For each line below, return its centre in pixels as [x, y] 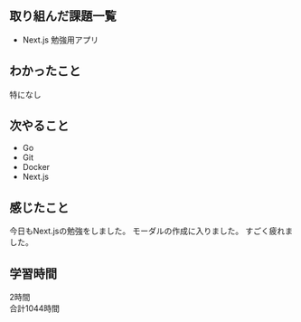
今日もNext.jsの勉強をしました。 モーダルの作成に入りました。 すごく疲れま [151, 231]
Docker [36, 167]
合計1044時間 [35, 308]
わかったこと [45, 71]
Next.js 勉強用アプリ [61, 40]
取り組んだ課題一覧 [63, 16]
